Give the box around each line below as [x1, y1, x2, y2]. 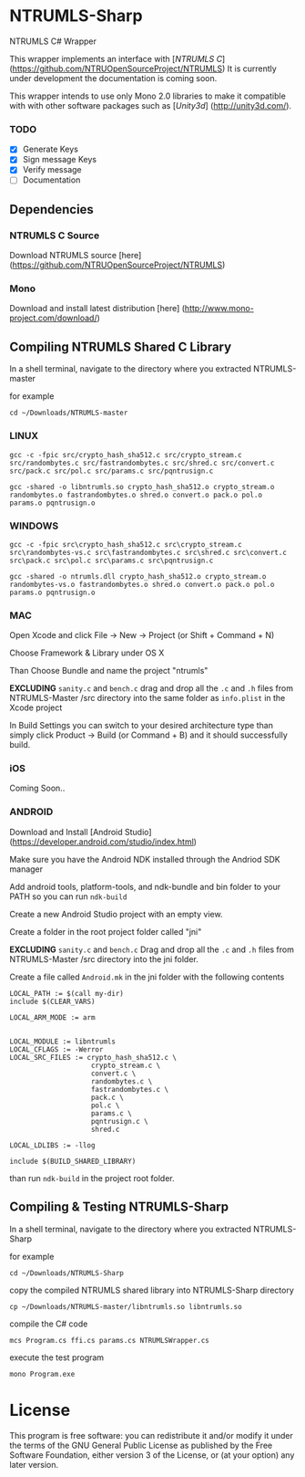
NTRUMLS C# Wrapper [9, 36, 97, 47]
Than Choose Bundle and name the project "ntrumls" [9, 665, 208, 676]
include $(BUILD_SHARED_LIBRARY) [9, 1157, 137, 1166]
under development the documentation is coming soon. [9, 72, 218, 83]
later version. [9, 1459, 59, 1470]
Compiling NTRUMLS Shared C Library [9, 339, 232, 354]
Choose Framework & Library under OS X [9, 647, 165, 658]
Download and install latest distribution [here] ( [9, 303, 185, 314]
